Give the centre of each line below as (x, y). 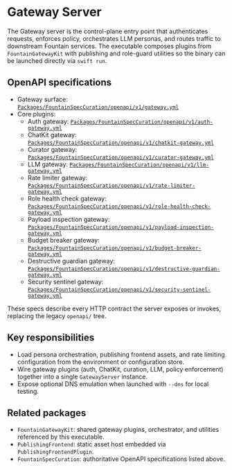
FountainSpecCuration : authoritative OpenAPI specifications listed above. (121, 459)
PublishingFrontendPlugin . (55, 452)
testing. (28, 391)
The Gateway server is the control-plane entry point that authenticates (108, 31)
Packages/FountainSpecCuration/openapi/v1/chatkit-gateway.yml (121, 143)
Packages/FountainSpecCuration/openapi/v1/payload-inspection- (121, 227)
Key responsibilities (51, 338)
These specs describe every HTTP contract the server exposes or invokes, (114, 308)
